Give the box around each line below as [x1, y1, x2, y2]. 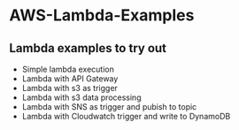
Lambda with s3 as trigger [21, 83, 118, 93]
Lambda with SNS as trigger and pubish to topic [21, 102, 197, 111]
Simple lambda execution [21, 64, 115, 74]
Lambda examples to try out [9, 41, 166, 56]
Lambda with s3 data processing [21, 92, 142, 103]
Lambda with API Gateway [21, 73, 119, 84]
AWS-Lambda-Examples [9, 5, 195, 26]
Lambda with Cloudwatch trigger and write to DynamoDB [21, 111, 231, 121]
